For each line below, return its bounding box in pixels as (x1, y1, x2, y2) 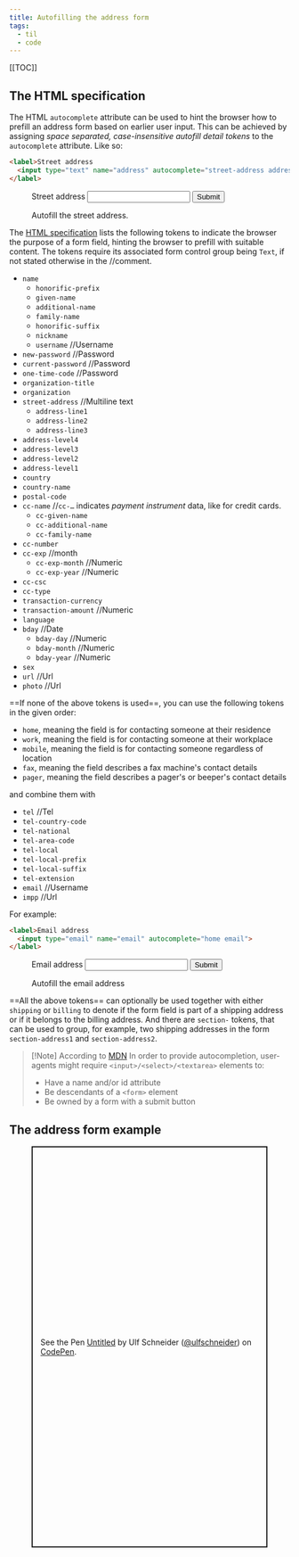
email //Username (21, 882, 89, 893)
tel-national (21, 827, 71, 836)
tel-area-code (21, 836, 75, 845)
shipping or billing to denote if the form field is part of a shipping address (9, 1005, 284, 1016)
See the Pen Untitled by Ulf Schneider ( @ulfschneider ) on (40, 1337, 252, 1347)
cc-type (21, 587, 51, 596)
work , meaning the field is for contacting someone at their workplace (21, 733, 273, 745)
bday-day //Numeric (35, 632, 107, 643)
